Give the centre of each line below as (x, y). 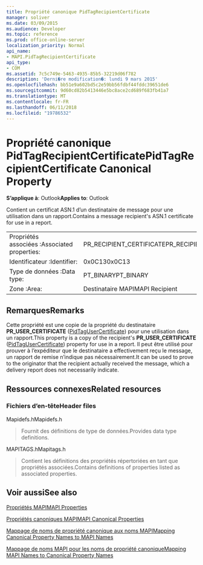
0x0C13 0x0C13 (107, 262)
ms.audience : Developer (36, 29)
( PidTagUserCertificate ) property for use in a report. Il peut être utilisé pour (100, 344)
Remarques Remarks (45, 310)
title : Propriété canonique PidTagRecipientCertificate (78, 12)
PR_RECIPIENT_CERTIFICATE (124, 244)
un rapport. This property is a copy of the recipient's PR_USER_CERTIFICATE (101, 338)
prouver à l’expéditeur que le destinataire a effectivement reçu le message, (99, 350)
